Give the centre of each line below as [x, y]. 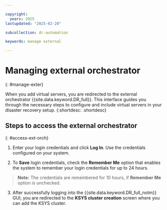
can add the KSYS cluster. [39, 203]
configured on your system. [41, 152]
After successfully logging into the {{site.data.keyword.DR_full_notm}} [84, 192]
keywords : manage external [33, 41]
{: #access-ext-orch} [27, 137]
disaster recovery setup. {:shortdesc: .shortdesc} [56, 110]
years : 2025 [22, 19]
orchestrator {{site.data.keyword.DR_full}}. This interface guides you [76, 99]
